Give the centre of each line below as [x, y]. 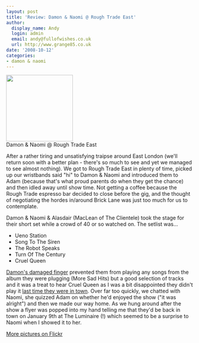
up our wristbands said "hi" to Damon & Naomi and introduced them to [92, 174]
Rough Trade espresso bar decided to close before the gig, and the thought [98, 193]
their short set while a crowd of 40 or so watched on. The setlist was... [92, 224]
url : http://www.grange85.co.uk [52, 45]
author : [16, 22]
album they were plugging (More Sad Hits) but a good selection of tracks [95, 278]
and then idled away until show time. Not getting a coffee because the [92, 187]
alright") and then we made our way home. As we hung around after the [94, 303]
